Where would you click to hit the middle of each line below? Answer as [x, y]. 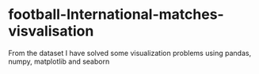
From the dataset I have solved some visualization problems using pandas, [130, 53]
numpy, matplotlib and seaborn [59, 61]
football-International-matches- [116, 15]
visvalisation [51, 31]
